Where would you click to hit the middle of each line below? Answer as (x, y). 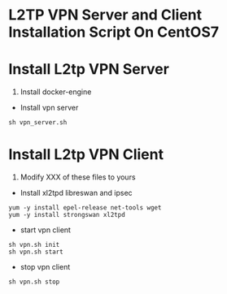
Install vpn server (49, 108)
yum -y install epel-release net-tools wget (85, 208)
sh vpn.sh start (36, 252)
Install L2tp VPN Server (89, 69)
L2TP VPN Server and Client (105, 15)
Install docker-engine (56, 92)
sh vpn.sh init (34, 245)
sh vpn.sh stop (34, 282)
